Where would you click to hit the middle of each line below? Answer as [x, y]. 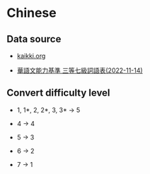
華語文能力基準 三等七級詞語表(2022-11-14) [80, 70]
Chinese [32, 13]
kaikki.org [31, 56]
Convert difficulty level [58, 93]
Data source [34, 39]
